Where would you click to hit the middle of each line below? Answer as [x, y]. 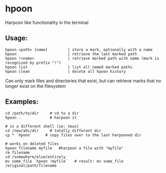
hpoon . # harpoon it [41, 118]
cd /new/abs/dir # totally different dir [53, 131]
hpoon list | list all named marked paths [69, 67]
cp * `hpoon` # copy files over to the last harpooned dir [73, 135]
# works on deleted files [32, 144]
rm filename [17, 153]
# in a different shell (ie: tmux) [42, 126]
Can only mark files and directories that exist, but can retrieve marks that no [83, 81]
